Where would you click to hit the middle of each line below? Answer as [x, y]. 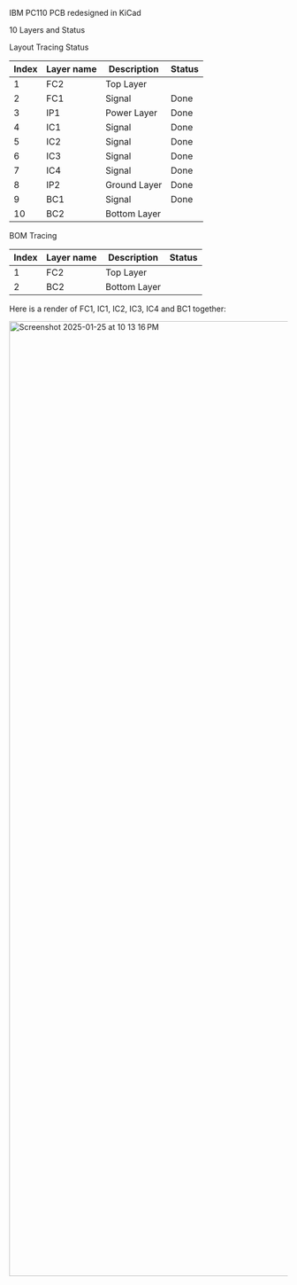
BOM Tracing [33, 235]
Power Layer [131, 113]
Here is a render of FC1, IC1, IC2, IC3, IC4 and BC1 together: [118, 309]
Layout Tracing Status [49, 47]
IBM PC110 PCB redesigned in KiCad [75, 13]
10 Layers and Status [47, 30]
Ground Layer [134, 185]
